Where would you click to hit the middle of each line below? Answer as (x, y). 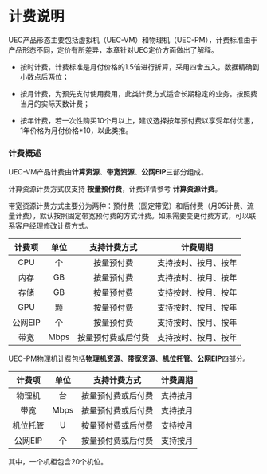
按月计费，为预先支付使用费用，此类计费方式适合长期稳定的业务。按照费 (138, 93)
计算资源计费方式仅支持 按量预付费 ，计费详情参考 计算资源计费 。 (115, 189)
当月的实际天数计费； (55, 104)
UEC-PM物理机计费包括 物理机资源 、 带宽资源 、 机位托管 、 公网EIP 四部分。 (129, 358)
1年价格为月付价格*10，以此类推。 (76, 130)
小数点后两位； (44, 76)
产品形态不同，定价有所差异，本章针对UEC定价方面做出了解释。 (114, 49)
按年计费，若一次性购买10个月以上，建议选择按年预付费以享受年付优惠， (139, 120)
